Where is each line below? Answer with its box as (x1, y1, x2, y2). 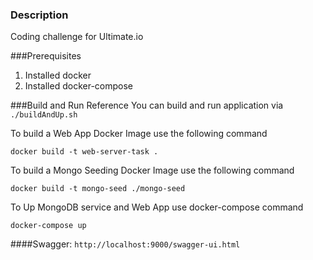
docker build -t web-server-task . (10, 147, 159, 157)
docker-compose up (10, 221, 87, 231)
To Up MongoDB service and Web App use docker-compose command (10, 201, 304, 213)
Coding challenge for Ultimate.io (10, 31, 144, 43)
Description (10, 8, 69, 22)
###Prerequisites (10, 50, 82, 62)
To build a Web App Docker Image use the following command (10, 128, 268, 140)
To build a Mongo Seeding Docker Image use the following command (10, 164, 295, 177)
